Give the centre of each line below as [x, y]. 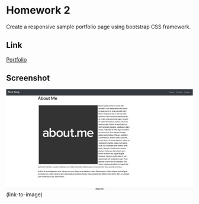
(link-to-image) [25, 194]
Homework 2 [38, 10]
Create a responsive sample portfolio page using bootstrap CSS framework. [99, 27]
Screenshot [28, 78]
